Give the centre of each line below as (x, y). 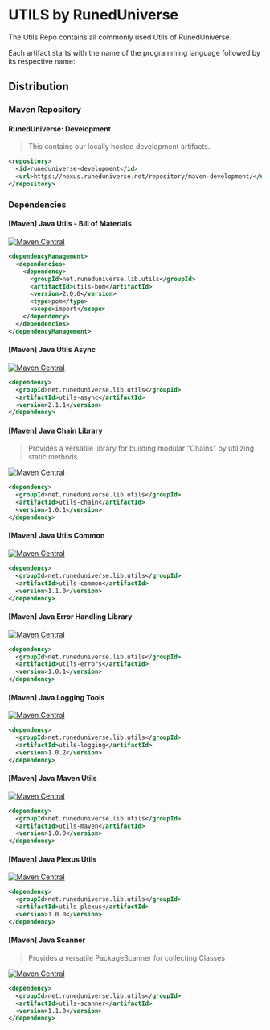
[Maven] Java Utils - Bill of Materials (70, 224)
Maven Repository (45, 110)
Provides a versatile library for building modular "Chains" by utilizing (141, 448)
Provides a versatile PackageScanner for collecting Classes (127, 957)
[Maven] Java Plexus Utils (53, 859)
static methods (53, 457)
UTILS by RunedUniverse (94, 15)
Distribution (39, 87)
